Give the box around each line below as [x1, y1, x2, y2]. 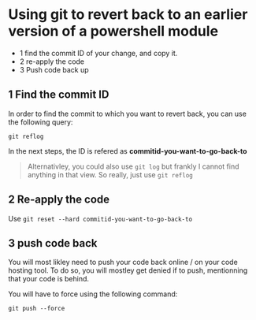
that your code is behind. [8, 274, 89, 284]
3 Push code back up [19, 65, 89, 74]
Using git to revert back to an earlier [8, 6, 248, 24]
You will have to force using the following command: [8, 289, 178, 299]
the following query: [8, 117, 73, 127]
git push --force [8, 305, 65, 313]
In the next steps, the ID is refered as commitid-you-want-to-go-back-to [8, 146, 247, 155]
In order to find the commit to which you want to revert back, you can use [8, 109, 247, 118]
